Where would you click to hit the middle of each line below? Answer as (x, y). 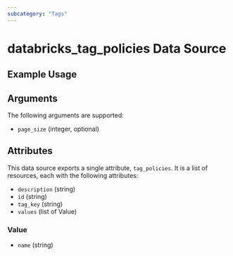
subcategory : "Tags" (38, 14)
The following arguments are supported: (66, 115)
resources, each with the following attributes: (73, 175)
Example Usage (42, 75)
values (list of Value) (47, 211)
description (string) (46, 189)
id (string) (32, 196)
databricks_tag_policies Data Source (117, 48)
